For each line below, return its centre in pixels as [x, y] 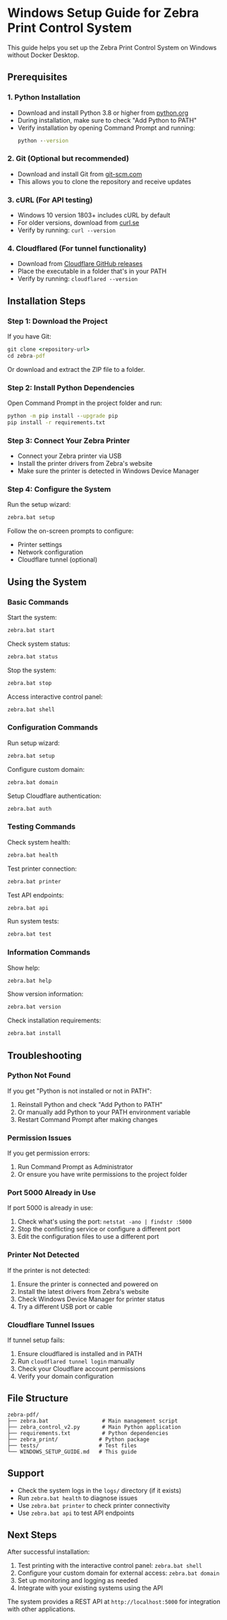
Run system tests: [33, 921]
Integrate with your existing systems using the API [90, 1588]
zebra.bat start [31, 630]
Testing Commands [42, 827]
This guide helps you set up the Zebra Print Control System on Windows [112, 47]
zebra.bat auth [30, 809]
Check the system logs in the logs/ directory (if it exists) [99, 1490]
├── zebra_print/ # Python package [79, 1439]
